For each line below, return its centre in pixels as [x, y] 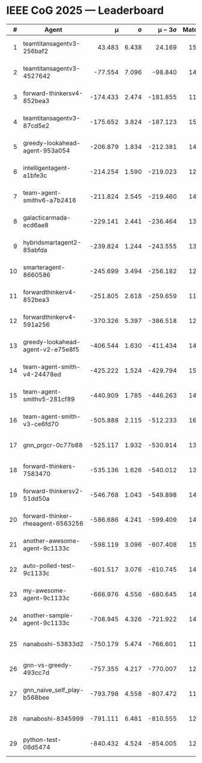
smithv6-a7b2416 [50, 200]
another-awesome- [52, 541]
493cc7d [36, 673]
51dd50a [36, 498]
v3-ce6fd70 [41, 424]
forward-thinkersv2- [53, 491]
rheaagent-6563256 [53, 523]
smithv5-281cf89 [49, 399]
